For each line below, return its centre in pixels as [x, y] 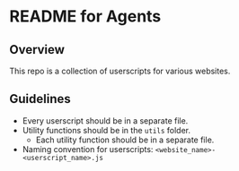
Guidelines [40, 99]
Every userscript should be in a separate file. [105, 120]
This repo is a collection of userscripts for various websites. [120, 71]
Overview [37, 50]
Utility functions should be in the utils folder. [106, 130]
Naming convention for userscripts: [88, 149]
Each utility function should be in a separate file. [125, 140]
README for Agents [85, 17]
